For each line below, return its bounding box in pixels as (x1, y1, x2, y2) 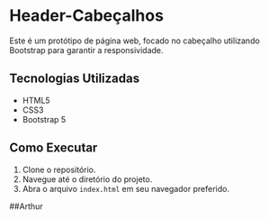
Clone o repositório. (22, 164, 96, 175)
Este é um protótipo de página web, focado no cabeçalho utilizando (9, 35, 261, 46)
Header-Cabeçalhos (9, 5, 165, 26)
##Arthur (9, 200, 43, 212)
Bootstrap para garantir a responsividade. (9, 44, 164, 55)
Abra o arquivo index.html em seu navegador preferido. (22, 183, 229, 194)
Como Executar (9, 141, 98, 156)
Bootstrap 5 (22, 114, 67, 124)
